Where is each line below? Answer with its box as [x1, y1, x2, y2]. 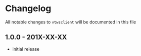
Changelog [5, 3, 51, 14]
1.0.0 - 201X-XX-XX [5, 33, 67, 41]
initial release [12, 46, 40, 52]
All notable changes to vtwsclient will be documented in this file [5, 19, 137, 25]
